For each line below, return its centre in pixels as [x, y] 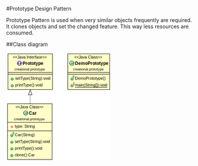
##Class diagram [27, 44]
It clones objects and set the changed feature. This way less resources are [98, 26]
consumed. [20, 33]
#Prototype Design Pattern [39, 9]
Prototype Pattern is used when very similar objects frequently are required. [99, 20]
